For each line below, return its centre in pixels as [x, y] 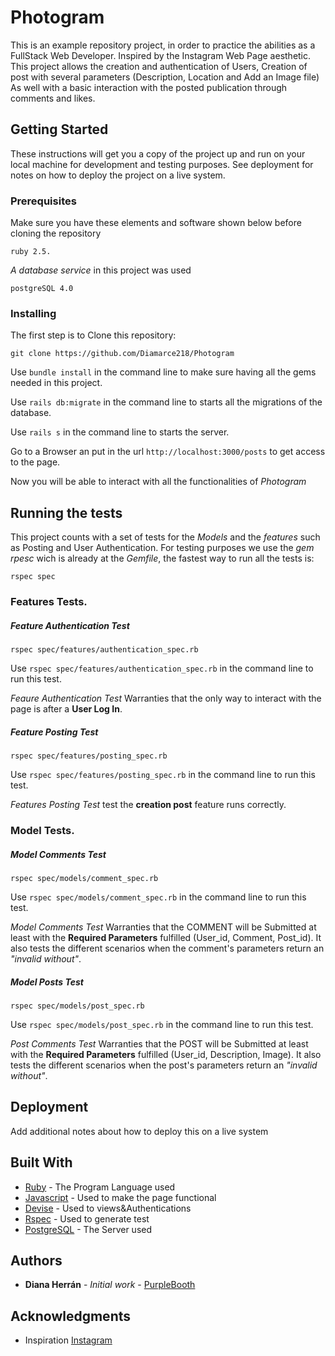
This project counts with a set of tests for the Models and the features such [165, 537]
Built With [41, 1162]
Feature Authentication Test [70, 625]
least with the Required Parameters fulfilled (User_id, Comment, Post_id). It [166, 937]
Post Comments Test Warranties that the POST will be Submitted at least [159, 1043]
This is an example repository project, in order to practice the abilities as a [163, 45]
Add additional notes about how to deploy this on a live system [139, 1131]
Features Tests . [49, 602]
